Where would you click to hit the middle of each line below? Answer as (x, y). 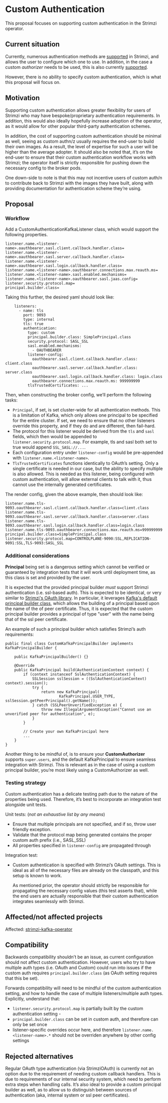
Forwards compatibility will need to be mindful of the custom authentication (83, 988)
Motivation (23, 98)
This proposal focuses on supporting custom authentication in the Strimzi (81, 23)
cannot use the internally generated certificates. (62, 485)
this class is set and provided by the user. (48, 577)
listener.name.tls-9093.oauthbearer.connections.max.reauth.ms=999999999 (84, 530)
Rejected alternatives (39, 1056)
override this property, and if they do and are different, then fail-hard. (84, 426)
